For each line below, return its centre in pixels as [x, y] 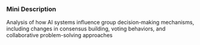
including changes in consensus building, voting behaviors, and [86, 29]
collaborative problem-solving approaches [60, 35]
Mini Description [31, 9]
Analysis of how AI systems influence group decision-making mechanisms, [100, 22]
